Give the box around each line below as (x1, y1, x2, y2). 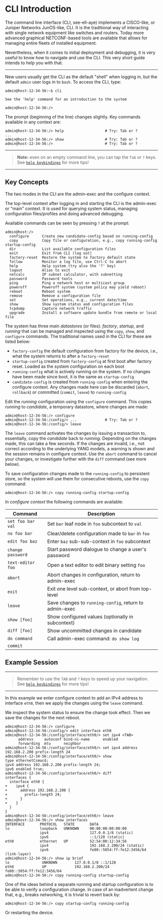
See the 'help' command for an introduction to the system (5, 97, 127, 102)
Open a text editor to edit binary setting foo (47, 562, 146, 568)
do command (7, 635, 33, 641)
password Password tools (9, 276, 73, 281)
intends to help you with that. (5, 60, 63, 66)
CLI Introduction (5, 3, 72, 15)
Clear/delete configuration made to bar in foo (47, 530, 150, 537)
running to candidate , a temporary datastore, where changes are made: (5, 404, 148, 409)
